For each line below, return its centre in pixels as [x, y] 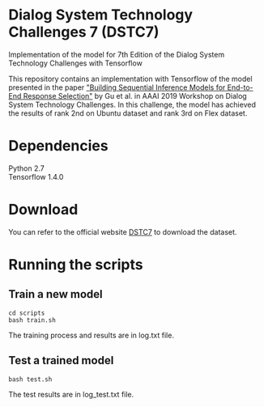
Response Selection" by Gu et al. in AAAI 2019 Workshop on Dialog [135, 95]
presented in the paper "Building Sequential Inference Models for [117, 87]
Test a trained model [61, 360]
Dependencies [58, 146]
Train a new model [55, 294]
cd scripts [27, 313]
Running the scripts [76, 265]
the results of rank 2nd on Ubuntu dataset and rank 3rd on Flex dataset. [128, 113]
